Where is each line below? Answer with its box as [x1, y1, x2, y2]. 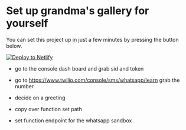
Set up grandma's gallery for [6, 4, 149, 18]
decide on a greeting [14, 94, 66, 101]
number [14, 82, 34, 89]
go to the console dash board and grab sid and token [14, 65, 144, 72]
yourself [6, 16, 48, 30]
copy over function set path [14, 105, 83, 112]
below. [6, 42, 22, 49]
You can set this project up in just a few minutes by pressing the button [6, 36, 179, 43]
